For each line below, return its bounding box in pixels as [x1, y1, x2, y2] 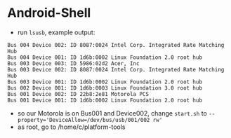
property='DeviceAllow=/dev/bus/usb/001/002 [17, 116, 150, 123]
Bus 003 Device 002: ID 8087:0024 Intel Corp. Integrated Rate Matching [7, 66, 225, 73]
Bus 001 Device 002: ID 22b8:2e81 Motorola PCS [7, 90, 150, 97]
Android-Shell [7, 5, 91, 21]
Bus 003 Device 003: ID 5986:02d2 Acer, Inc [7, 60, 140, 67]
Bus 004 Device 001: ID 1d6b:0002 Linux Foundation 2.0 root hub [7, 54, 202, 61]
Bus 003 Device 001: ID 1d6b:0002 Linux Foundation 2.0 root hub [7, 78, 202, 85]
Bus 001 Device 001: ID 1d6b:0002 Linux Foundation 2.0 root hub [7, 97, 202, 104]
